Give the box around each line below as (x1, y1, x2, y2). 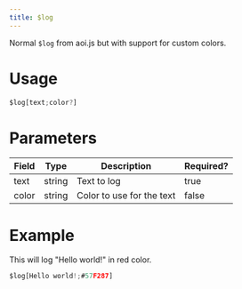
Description (101, 160, 152, 173)
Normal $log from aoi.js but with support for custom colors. (9, 37, 227, 48)
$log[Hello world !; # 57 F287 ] (9, 272, 114, 281)
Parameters (9, 128, 98, 148)
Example (9, 225, 75, 245)
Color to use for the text (77, 189, 176, 202)
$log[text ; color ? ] (9, 98, 77, 107)
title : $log (9, 12, 53, 22)
